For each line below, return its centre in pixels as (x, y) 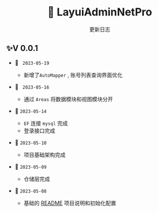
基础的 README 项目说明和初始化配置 (70, 203)
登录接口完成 (39, 131)
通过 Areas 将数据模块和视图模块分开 (68, 99)
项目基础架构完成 (45, 154)
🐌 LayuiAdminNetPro (100, 12)
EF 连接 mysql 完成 (46, 123)
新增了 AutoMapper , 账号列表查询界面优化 (73, 75)
